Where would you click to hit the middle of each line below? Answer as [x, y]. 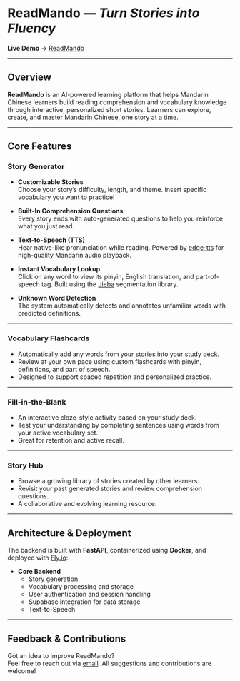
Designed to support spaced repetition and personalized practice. [115, 377]
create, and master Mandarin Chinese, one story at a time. [93, 117]
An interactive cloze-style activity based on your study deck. [107, 418]
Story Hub [25, 465]
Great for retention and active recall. [71, 440]
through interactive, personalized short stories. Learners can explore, [109, 109]
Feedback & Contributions [67, 639]
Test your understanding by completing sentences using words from [118, 425]
